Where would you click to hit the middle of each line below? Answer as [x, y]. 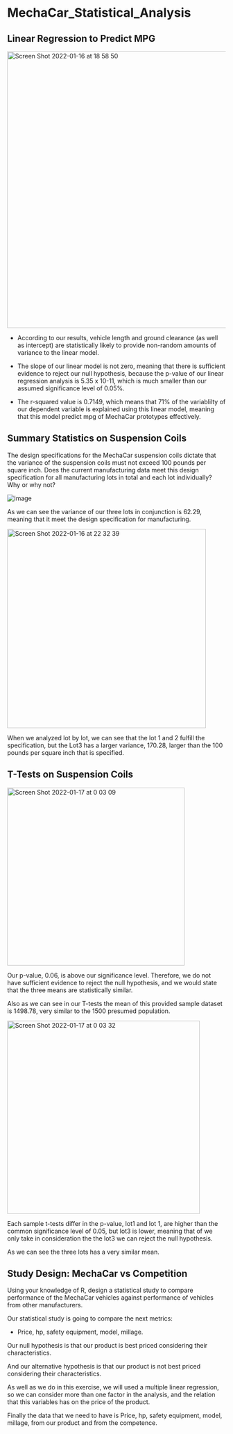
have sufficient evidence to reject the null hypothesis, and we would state [112, 982]
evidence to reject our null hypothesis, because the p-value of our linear [120, 373]
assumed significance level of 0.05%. [71, 388]
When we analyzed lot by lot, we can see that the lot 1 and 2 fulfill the [106, 738]
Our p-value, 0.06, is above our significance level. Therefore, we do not [109, 975]
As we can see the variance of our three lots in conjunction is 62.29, [105, 511]
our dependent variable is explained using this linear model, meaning [116, 409]
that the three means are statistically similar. [70, 990]
